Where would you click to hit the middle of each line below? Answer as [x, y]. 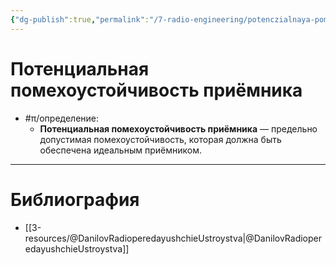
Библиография [75, 199]
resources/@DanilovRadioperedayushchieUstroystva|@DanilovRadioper [173, 238]
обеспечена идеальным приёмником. [120, 150]
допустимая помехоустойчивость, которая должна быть [160, 139]
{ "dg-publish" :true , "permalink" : [80, 19]
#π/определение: [62, 118]
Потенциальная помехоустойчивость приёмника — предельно [178, 128]
